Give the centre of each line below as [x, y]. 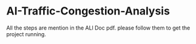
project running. [26, 34]
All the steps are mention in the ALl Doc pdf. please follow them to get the [98, 28]
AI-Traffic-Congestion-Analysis [88, 11]
